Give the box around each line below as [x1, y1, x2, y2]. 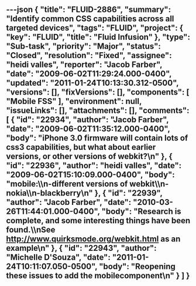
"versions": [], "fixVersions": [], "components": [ [6, 88, 190, 97]
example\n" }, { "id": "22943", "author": [6, 243, 157, 253]
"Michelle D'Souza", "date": [6, 253, 111, 263]
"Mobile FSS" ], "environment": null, [6, 96, 142, 106]
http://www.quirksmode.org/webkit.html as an [6, 234, 181, 244]
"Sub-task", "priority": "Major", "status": [6, 41, 161, 52]
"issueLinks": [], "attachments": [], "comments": [6, 106, 190, 116]
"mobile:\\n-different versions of [6, 179, 128, 189]
